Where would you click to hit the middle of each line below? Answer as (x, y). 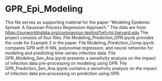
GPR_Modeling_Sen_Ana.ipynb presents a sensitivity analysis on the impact (81, 58)
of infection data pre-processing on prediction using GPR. (63, 73)
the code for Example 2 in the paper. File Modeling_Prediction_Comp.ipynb (80, 42)
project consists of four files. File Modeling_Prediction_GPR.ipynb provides (80, 38)
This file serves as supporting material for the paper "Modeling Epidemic (78, 22)
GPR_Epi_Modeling (44, 9)
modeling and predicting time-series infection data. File (60, 53)
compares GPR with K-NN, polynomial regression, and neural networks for (79, 48)
